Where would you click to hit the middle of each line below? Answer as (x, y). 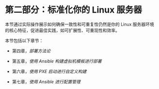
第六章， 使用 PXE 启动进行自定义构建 (49, 71)
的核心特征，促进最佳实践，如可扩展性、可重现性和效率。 (62, 30)
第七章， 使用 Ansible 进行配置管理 (46, 82)
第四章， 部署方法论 (31, 51)
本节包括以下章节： (24, 40)
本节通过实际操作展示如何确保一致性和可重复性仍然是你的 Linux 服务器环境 (79, 24)
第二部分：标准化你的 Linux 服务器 (73, 10)
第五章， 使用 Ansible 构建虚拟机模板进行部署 (57, 61)
